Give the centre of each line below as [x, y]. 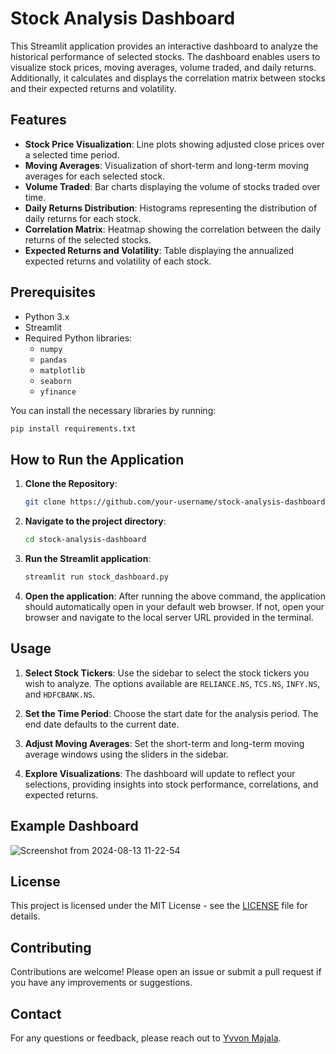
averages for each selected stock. [95, 176]
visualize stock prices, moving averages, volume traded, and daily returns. [163, 67]
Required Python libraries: [78, 338]
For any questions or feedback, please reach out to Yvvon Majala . [146, 1038]
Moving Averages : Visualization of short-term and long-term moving [167, 165]
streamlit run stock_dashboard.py [96, 577]
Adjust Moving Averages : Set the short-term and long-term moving [164, 743]
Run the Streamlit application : [88, 558]
